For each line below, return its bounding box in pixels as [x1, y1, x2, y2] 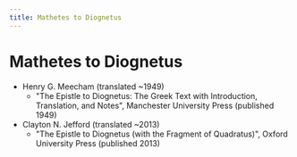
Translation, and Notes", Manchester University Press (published [35, 100, 275, 111]
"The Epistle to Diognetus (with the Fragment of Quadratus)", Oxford [35, 128, 288, 139]
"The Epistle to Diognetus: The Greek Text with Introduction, [35, 90, 258, 101]
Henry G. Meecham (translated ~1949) [21, 81, 165, 92]
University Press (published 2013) [35, 137, 161, 148]
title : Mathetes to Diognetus [9, 12, 123, 22]
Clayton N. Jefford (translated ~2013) [21, 119, 160, 129]
